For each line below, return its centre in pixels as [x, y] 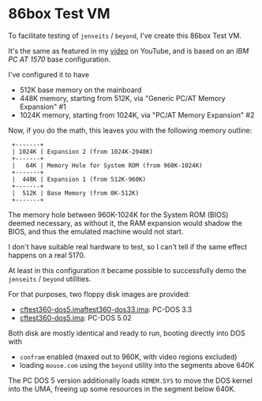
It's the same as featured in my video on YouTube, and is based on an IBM [129, 51]
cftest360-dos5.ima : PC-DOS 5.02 [75, 317]
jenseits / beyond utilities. [50, 279]
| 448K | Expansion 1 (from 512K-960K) [79, 179]
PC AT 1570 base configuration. [59, 59]
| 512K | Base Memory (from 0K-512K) [75, 193]
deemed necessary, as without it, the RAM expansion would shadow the [125, 223]
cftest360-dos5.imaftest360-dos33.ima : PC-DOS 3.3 [106, 309]
